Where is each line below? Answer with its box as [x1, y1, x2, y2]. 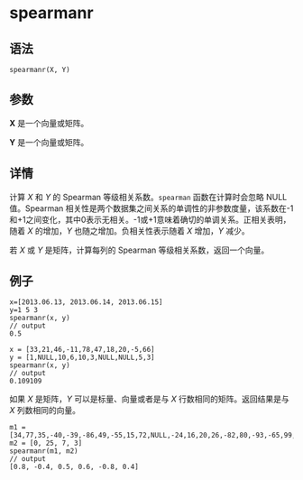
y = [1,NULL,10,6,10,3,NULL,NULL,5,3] [9, 353, 155, 363]
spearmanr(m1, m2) [9, 447, 78, 456]
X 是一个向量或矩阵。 [9, 117, 89, 128]
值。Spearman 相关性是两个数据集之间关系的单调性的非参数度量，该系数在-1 [9, 202, 294, 214]
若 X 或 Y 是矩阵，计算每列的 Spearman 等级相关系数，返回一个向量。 [9, 245, 270, 255]
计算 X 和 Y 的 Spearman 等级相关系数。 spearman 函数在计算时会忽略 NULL [9, 191, 288, 202]
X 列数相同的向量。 [9, 405, 81, 416]
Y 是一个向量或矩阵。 [9, 136, 89, 147]
